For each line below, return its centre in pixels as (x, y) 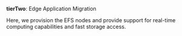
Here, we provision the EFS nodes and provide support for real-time (91, 20)
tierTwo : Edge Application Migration (52, 9)
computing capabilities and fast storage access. (66, 27)
